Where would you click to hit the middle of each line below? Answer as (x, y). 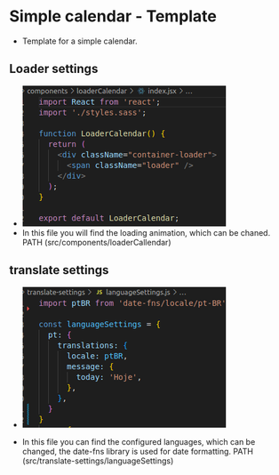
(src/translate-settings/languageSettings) (98, 461)
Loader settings (54, 69)
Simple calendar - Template (113, 16)
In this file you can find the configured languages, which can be (139, 441)
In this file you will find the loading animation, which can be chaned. (146, 232)
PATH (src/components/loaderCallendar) (96, 242)
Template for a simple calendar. (80, 41)
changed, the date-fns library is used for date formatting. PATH (137, 451)
